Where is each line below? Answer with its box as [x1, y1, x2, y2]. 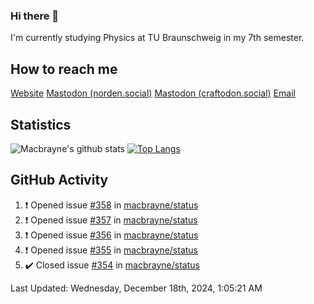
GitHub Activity [10, 172, 109, 189]
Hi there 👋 [10, 9, 60, 23]
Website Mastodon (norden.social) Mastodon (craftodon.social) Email [10, 87, 296, 99]
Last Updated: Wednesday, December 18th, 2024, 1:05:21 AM [10, 282, 263, 294]
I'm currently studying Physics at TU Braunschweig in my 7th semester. [10, 32, 305, 44]
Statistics [10, 116, 72, 133]
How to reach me [10, 60, 118, 78]
